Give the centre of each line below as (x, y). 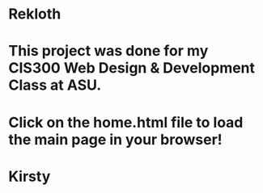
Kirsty (30, 176)
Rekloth (35, 14)
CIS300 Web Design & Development (132, 68)
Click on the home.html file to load (126, 122)
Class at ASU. (55, 85)
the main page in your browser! (115, 139)
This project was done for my (108, 51)
